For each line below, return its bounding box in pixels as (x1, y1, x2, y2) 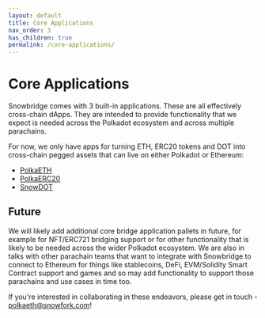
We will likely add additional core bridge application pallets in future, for (8, 226, 241, 236)
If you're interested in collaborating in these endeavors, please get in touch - (8, 292, 258, 301)
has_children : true (8, 33, 73, 42)
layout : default (8, 11, 62, 20)
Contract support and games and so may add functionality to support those (8, 268, 255, 278)
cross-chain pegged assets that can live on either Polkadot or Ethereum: (8, 150, 244, 160)
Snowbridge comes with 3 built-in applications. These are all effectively (8, 101, 242, 111)
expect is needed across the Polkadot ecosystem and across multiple (8, 118, 235, 127)
